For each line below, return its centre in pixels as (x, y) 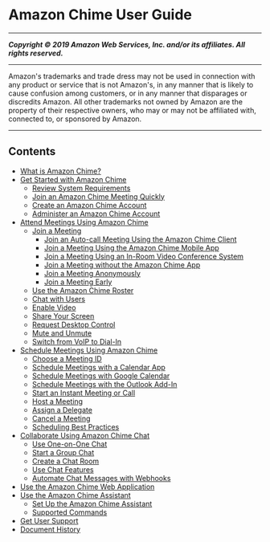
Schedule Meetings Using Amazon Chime (89, 350)
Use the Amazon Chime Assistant (75, 495)
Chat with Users (59, 299)
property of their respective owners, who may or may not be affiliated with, (133, 110)
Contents (32, 151)
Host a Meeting (57, 401)
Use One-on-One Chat (70, 444)
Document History (50, 529)
